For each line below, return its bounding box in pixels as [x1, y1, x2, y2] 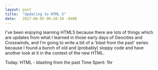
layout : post [5, 7, 32, 12]
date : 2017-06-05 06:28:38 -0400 [5, 16, 77, 21]
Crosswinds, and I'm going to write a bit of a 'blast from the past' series [5, 40, 148, 46]
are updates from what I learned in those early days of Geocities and [5, 35, 142, 40]
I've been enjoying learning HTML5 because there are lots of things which [5, 30, 154, 35]
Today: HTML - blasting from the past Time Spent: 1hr [5, 59, 113, 66]
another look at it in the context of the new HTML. [5, 50, 105, 56]
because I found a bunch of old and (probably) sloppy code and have [5, 45, 144, 51]
